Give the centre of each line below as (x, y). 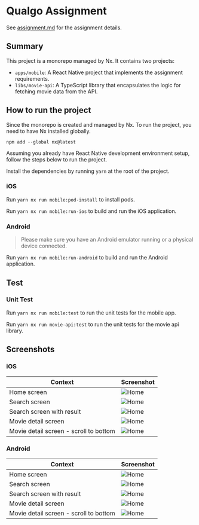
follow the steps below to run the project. (57, 159)
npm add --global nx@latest (41, 142)
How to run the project (49, 110)
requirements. (32, 78)
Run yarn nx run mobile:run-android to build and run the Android (87, 258)
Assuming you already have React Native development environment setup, (98, 153)
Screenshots (30, 350)
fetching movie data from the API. (56, 91)
